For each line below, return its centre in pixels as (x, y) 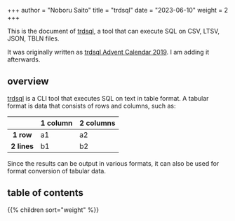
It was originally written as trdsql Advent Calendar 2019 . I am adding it (108, 52)
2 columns (98, 123)
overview (28, 81)
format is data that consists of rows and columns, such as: (92, 106)
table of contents (46, 193)
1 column (56, 123)
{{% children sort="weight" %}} (53, 210)
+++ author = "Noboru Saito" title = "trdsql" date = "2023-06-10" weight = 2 (118, 10)
